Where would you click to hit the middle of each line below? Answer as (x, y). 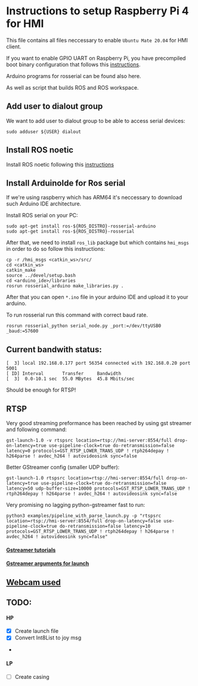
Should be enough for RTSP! (41, 390)
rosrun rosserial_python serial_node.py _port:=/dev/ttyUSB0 (84, 326)
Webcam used (33, 582)
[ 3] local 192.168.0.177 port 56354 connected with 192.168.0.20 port (98, 363)
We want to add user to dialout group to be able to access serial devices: (96, 121)
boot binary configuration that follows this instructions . (74, 64)
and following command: (37, 429)
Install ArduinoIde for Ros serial (66, 183)
